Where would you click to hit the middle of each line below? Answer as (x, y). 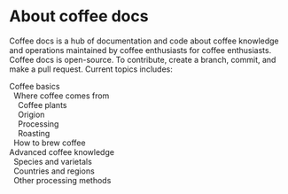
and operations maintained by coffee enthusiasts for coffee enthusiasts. (140, 50)
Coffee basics (35, 86)
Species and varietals (53, 161)
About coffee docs (79, 16)
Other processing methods (62, 180)
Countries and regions (54, 171)
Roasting (34, 133)
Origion (31, 114)
